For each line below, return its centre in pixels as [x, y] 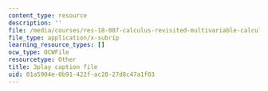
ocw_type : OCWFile [39, 52]
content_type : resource [48, 15]
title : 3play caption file [53, 67]
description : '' [35, 23]
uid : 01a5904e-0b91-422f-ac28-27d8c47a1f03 [82, 74]
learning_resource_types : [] [57, 45]
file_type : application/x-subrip [64, 38]
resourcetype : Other [43, 60]
